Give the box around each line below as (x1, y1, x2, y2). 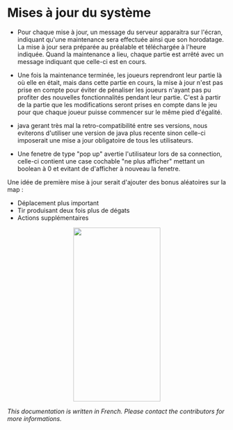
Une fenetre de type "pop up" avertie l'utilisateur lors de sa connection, (17, 150, 223, 158)
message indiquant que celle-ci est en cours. (17, 57, 147, 65)
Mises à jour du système (7, 5, 152, 21)
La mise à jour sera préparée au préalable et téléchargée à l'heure (17, 42, 207, 51)
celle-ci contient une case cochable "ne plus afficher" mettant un (17, 157, 205, 165)
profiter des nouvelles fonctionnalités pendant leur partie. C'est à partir (17, 93, 221, 102)
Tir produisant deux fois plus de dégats (17, 206, 130, 214)
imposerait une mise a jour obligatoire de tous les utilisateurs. (17, 136, 193, 144)
